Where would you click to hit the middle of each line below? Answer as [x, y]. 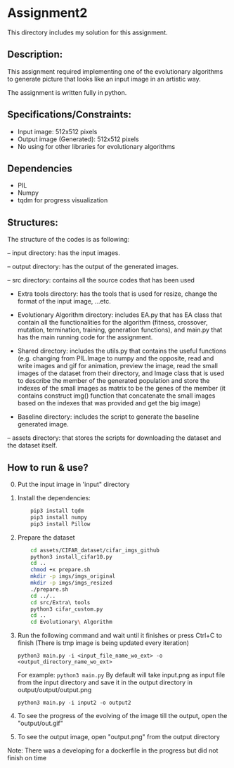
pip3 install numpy [59, 517]
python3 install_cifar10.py [71, 557]
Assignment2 [47, 13]
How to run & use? [48, 468]
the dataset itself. [32, 445]
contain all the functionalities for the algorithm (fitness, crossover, [112, 323]
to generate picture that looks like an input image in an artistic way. [104, 79]
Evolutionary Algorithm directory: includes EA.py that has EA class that [120, 315]
